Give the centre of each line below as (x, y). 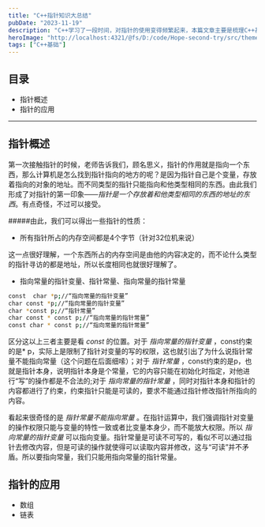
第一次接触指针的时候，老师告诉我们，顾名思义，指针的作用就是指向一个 (125, 164)
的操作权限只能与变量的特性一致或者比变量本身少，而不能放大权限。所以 (125, 427)
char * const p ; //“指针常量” (52, 311)
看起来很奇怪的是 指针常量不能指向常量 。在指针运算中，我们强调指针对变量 (131, 418)
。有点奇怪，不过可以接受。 (60, 204)
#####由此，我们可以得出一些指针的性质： (78, 220)
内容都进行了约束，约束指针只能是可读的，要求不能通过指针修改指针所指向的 (132, 391)
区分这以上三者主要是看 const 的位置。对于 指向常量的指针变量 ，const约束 (131, 341)
